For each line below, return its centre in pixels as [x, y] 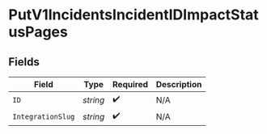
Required [130, 84]
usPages [38, 32]
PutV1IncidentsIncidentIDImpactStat [133, 15]
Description [179, 84]
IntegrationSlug [44, 116]
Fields [24, 62]
